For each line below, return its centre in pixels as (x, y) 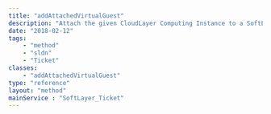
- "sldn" (38, 53)
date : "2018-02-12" (41, 31)
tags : (17, 38)
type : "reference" (39, 83)
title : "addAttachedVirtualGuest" (67, 16)
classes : (23, 68)
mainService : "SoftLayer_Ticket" (67, 98)
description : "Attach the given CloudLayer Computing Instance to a (126, 23)
